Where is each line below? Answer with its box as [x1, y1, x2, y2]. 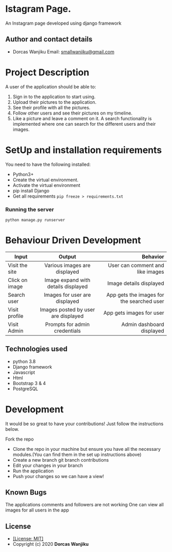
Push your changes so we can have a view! [12, 473, 104, 479]
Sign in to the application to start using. [12, 93, 96, 100]
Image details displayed [107, 279, 164, 287]
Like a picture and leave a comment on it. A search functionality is [12, 115, 152, 121]
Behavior [141, 253, 164, 260]
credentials [54, 327, 81, 334]
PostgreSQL [12, 386, 38, 392]
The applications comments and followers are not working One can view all [5, 502, 164, 508]
